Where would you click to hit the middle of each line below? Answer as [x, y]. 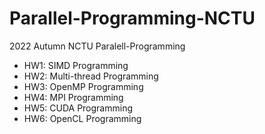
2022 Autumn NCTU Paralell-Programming [97, 46]
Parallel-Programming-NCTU [132, 18]
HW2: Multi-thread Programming [91, 76]
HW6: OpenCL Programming [82, 118]
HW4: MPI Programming [73, 97]
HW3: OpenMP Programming [83, 86]
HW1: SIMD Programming [76, 65]
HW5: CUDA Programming [78, 108]
